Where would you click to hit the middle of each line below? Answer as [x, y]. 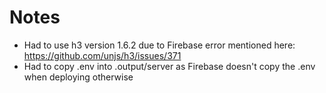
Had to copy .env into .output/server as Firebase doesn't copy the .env [169, 66]
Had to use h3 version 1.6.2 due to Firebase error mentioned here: [159, 45]
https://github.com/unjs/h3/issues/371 [102, 55]
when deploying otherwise [78, 77]
